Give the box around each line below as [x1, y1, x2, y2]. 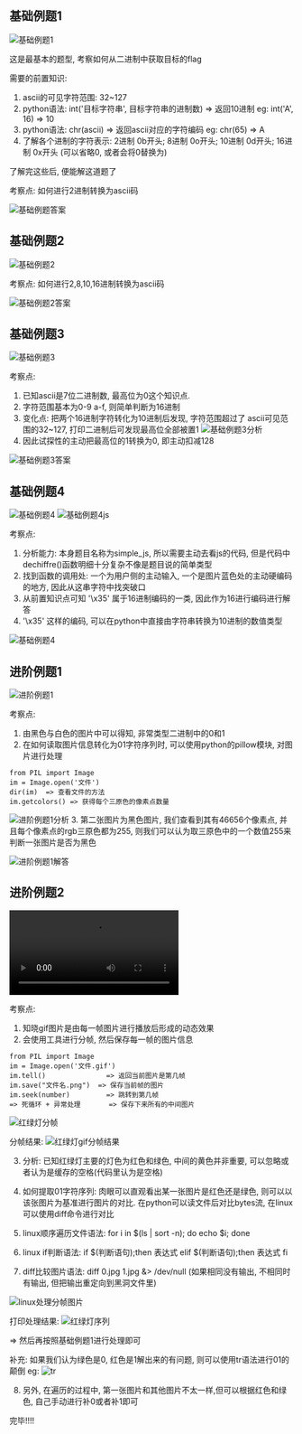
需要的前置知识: [9, 72, 68, 83]
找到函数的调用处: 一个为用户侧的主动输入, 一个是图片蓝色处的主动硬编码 [22, 570, 293, 581]
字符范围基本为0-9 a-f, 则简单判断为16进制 [22, 401, 180, 413]
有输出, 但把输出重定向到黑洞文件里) [22, 1277, 157, 1288]
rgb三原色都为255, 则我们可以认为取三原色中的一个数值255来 [64, 826, 292, 837]
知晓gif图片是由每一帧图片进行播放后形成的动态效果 [22, 1022, 215, 1033]
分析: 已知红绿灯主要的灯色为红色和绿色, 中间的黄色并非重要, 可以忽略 [22, 1155, 281, 1166]
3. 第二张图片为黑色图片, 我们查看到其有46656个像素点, [70, 814, 278, 825]
